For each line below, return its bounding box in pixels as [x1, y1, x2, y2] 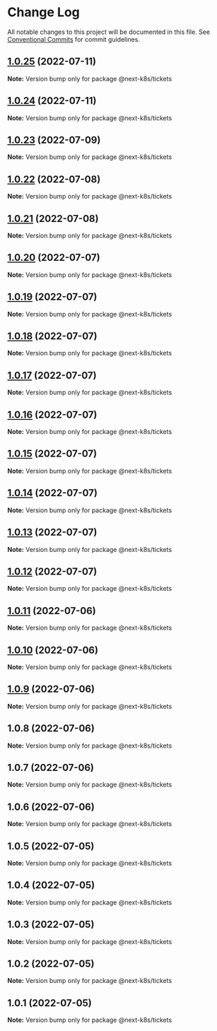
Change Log [7, 4, 80, 20]
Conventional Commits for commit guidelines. [7, 35, 140, 43]
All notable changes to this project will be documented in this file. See [7, 28, 211, 36]
